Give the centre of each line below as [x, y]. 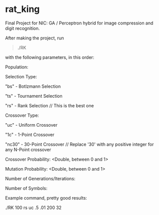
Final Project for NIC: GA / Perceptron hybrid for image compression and [79, 23]
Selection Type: [21, 76]
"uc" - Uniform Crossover [31, 125]
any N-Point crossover [28, 149]
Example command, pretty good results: [46, 198]
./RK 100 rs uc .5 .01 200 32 [34, 208]
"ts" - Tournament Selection [34, 96]
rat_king [22, 9]
